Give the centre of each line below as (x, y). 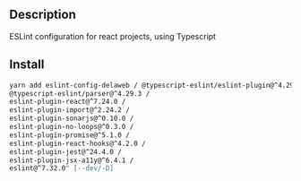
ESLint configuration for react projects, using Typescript (113, 36)
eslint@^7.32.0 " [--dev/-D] (62, 168)
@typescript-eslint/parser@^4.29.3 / (80, 93)
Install (27, 65)
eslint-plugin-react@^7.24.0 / (68, 102)
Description (43, 15)
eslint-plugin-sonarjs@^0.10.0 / (72, 119)
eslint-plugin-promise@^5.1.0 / (69, 135)
